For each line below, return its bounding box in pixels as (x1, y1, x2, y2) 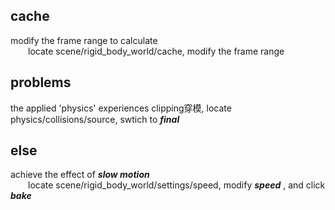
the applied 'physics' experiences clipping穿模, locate (10, 102, 232, 114)
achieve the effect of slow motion (10, 169, 150, 181)
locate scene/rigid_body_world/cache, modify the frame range (28, 45, 285, 57)
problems (10, 74, 72, 91)
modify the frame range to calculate (10, 34, 158, 46)
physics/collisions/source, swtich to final (10, 113, 180, 125)
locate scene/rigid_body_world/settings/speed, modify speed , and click (28, 179, 326, 191)
